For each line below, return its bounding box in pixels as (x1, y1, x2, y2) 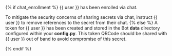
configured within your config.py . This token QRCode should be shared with (5, 31, 167, 36)
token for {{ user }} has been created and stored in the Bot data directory (5, 25, 160, 31)
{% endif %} (5, 46, 32, 51)
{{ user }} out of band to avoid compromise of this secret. (5, 36, 127, 42)
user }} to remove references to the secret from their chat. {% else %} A (5, 20, 158, 25)
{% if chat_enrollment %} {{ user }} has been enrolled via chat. (5, 5, 138, 10)
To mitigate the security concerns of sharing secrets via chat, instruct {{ (5, 14, 158, 20)
